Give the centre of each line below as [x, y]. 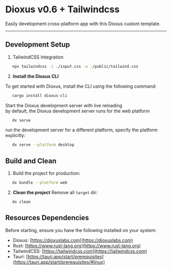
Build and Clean [31, 161]
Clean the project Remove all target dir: [55, 192]
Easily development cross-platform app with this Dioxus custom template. [83, 24]
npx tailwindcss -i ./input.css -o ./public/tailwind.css [75, 66]
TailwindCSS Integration [38, 57]
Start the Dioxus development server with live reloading [64, 105]
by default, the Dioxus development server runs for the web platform [78, 111]
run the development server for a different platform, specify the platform [81, 130]
